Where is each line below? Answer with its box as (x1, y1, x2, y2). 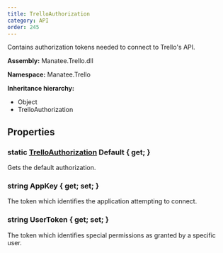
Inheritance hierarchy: (7, 84, 74, 93)
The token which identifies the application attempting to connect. (7, 197, 198, 206)
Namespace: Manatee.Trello (7, 70, 91, 79)
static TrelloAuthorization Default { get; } (7, 147, 151, 157)
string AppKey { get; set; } (7, 181, 99, 191)
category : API (7, 17, 50, 24)
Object (17, 98, 38, 106)
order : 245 (7, 23, 40, 30)
